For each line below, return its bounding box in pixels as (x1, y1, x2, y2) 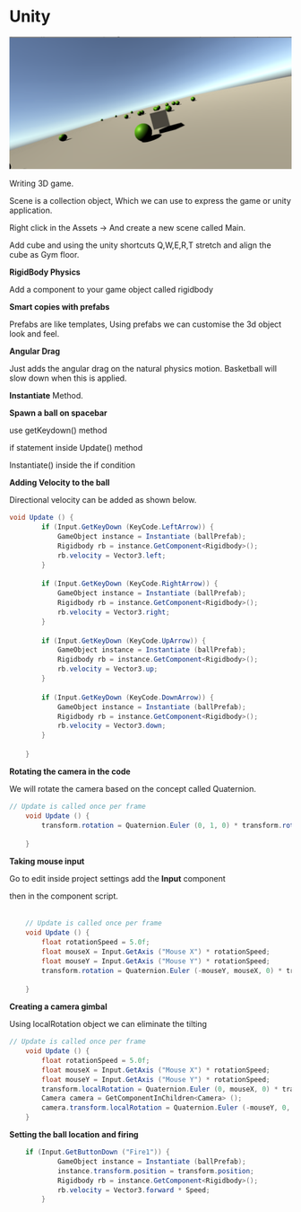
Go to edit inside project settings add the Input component (9, 874, 226, 884)
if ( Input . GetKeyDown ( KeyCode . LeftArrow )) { (41, 523, 215, 531)
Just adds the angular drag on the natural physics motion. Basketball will (9, 364, 278, 374)
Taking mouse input (9, 856, 85, 867)
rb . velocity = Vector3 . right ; (56, 608, 170, 617)
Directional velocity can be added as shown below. (9, 495, 197, 505)
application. (9, 205, 53, 216)
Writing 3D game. (9, 178, 74, 189)
